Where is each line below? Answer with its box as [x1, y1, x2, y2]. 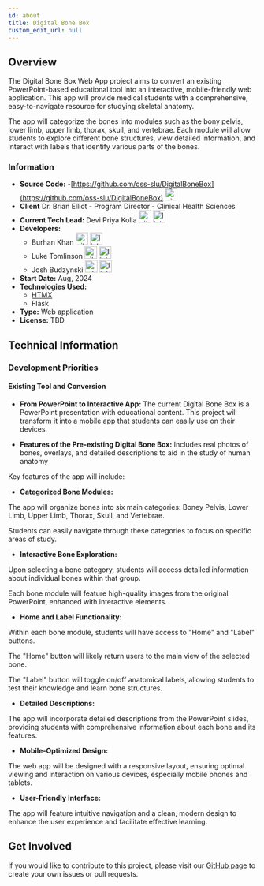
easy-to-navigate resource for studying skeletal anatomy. [8, 102, 195, 111]
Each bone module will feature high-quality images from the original [8, 589, 229, 598]
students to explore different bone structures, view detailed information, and [8, 133, 256, 143]
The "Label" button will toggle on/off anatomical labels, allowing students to [8, 675, 255, 684]
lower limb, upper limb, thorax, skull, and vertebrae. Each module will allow [8, 125, 251, 135]
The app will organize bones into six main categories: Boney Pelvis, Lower [8, 503, 249, 511]
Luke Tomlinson [31, 252, 83, 261]
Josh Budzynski [31, 265, 84, 275]
